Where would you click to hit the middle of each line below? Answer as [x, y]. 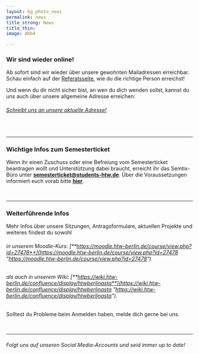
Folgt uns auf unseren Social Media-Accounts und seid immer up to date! [96, 345]
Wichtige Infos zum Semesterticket [58, 149]
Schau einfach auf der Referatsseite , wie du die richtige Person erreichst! [96, 79]
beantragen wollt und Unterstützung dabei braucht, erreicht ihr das [88, 168]
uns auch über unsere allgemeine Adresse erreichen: [71, 96]
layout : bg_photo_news [34, 12]
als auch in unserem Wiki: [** [42, 277]
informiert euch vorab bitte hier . [45, 181]
